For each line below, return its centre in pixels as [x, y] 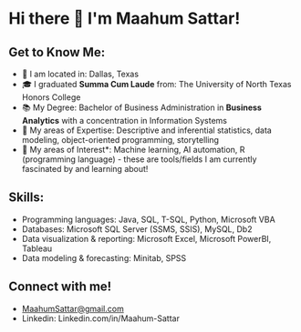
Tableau [37, 248]
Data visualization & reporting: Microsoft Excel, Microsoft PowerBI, [146, 238]
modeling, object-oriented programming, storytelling [120, 140]
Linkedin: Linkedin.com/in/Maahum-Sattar [100, 318]
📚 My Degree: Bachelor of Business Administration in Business [141, 107]
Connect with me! [60, 287]
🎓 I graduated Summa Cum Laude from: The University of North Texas [156, 84]
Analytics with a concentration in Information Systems [124, 121]
